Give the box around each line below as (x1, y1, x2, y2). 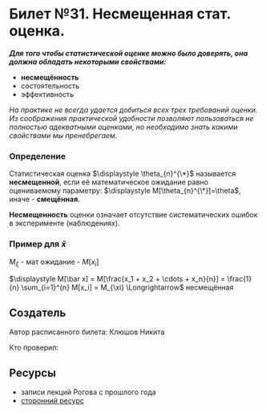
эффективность (20, 89, 75, 99)
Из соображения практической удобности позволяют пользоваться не (9, 113, 255, 123)
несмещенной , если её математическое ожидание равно (9, 177, 209, 187)
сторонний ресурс (20, 395, 85, 405)
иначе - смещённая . (9, 194, 81, 204)
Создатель (9, 306, 66, 319)
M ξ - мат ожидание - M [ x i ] (9, 257, 99, 269)
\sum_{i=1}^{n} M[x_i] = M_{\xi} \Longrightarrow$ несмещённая (21, 282, 234, 293)
